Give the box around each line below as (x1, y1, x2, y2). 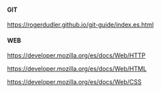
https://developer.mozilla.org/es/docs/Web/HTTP (7, 51, 146, 59)
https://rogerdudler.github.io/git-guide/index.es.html (7, 21, 154, 29)
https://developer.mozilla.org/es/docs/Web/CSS (7, 78, 142, 86)
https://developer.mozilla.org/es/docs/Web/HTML (7, 65, 147, 73)
